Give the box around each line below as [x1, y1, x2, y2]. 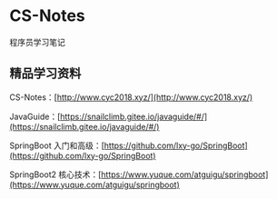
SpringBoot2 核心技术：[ [9, 169, 102, 180]
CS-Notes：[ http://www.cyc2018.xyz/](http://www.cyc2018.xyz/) [9, 92, 253, 103]
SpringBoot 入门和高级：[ [9, 140, 104, 151]
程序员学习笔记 [9, 36, 65, 47]
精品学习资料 [9, 65, 82, 82]
